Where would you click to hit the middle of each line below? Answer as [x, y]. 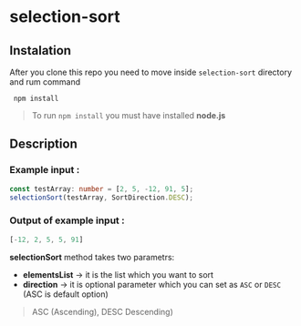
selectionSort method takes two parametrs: [92, 257]
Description [43, 144]
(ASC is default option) [66, 294]
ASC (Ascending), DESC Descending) [102, 311]
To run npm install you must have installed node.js [129, 115]
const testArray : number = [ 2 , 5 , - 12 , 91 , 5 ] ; [102, 188]
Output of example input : [67, 220]
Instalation [40, 51]
